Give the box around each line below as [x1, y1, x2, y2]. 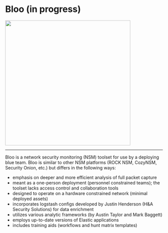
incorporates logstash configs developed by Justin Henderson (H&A [12, 201, 153, 207]
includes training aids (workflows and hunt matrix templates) [12, 222, 137, 228]
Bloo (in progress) [5, 3, 81, 15]
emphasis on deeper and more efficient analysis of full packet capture [12, 174, 157, 180]
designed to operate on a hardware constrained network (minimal [12, 190, 147, 196]
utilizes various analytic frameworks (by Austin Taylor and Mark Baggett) [12, 211, 162, 217]
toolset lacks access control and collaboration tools [12, 185, 118, 191]
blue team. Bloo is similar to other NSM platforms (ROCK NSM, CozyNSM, [5, 159, 157, 165]
